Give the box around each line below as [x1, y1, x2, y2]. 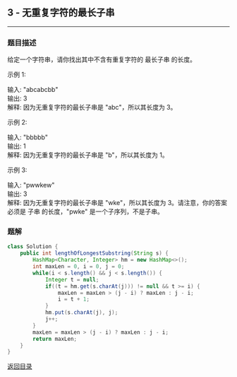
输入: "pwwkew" [7, 181, 55, 190]
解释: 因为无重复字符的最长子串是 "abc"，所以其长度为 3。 [7, 103, 177, 112]
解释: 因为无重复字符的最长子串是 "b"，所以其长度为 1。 [7, 151, 169, 159]
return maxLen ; [32, 335, 78, 342]
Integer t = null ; [44, 276, 99, 283]
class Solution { [7, 243, 59, 250]
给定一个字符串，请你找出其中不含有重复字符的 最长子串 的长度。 [7, 55, 196, 64]
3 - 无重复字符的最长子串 [7, 6, 115, 19]
